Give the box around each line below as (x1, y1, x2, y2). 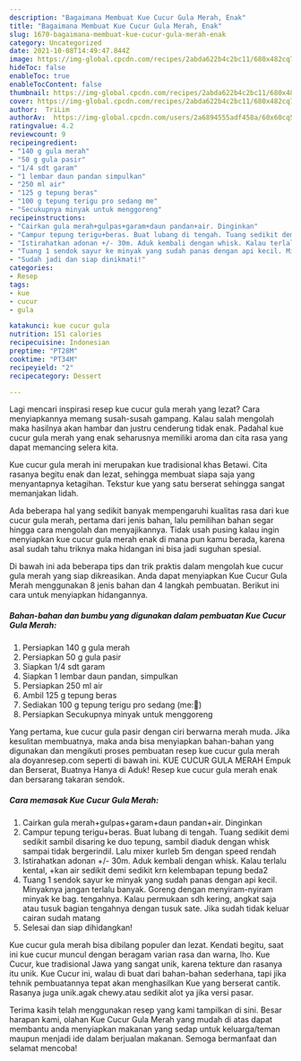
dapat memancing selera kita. (9, 442, 119, 453)
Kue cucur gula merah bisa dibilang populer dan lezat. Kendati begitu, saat (9, 940, 284, 951)
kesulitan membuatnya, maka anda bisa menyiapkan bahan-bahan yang (9, 736, 275, 747)
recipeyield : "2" (9, 363, 74, 373)
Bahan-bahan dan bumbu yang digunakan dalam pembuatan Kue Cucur (9, 609, 287, 620)
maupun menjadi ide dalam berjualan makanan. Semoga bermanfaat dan (9, 1033, 278, 1044)
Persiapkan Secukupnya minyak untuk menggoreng (21, 709, 213, 720)
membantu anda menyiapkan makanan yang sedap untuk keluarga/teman (9, 1024, 280, 1035)
